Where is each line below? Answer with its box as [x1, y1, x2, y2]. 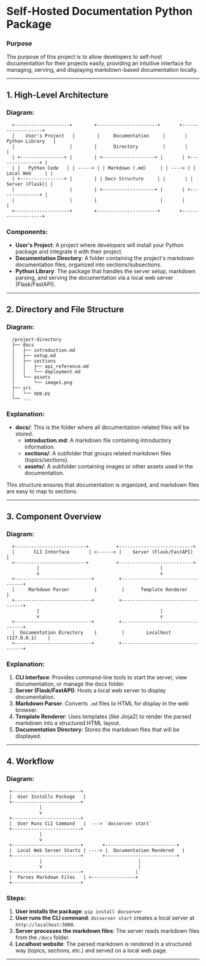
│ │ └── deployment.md [12, 369, 81, 375]
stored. [15, 430, 34, 438]
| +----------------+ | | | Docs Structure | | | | [12, 176, 193, 182]
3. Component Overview [6, 511, 102, 522]
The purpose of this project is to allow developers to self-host [6, 53, 162, 61]
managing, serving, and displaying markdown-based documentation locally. [6, 66, 198, 74]
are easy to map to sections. [6, 488, 78, 495]
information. [24, 443, 55, 450]
